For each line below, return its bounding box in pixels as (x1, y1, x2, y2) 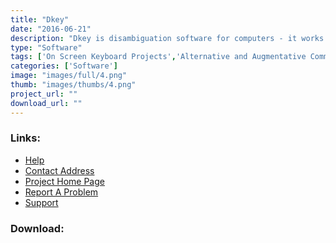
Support (24, 196, 59, 208)
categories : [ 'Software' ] (10, 61, 118, 71)
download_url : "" (10, 98, 83, 108)
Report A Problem (24, 186, 99, 198)
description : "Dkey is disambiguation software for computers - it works (10, 33, 325, 43)
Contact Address (24, 164, 95, 176)
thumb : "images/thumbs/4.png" (10, 80, 137, 90)
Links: (10, 131, 41, 145)
